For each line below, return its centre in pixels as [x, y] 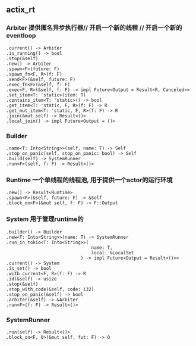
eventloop [21, 36]
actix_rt [21, 10]
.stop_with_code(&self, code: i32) [50, 289]
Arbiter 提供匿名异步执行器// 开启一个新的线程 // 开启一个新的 [94, 28]
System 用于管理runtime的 [45, 219]
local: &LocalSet [113, 253]
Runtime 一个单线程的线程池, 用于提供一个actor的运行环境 [89, 180]
